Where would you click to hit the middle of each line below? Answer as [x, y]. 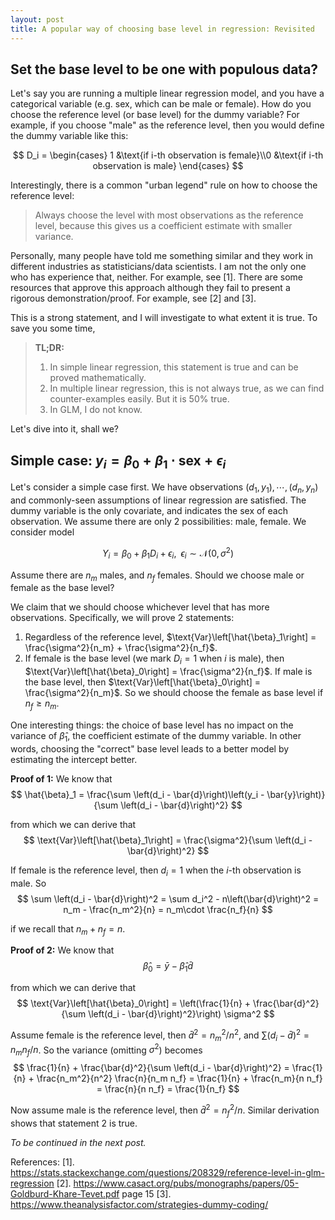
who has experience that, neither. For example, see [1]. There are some [156, 277]
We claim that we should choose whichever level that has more [140, 607]
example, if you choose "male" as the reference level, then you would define [167, 125]
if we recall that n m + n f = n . [68, 929]
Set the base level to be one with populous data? [164, 69]
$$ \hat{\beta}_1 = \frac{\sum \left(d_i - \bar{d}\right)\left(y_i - [137, 794]
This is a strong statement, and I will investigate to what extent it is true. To [164, 318]
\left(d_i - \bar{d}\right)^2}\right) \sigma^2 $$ [181, 1014]
